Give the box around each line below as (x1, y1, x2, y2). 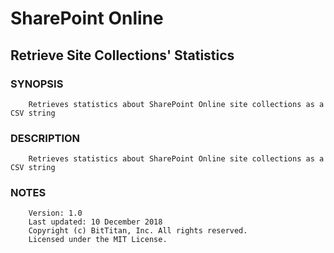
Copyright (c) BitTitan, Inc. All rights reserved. (28, 226, 248, 236)
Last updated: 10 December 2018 (28, 217, 163, 227)
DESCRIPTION (10, 131, 81, 145)
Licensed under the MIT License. (28, 235, 168, 245)
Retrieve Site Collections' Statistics (10, 47, 235, 64)
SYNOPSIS (10, 77, 64, 91)
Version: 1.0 (28, 208, 83, 219)
